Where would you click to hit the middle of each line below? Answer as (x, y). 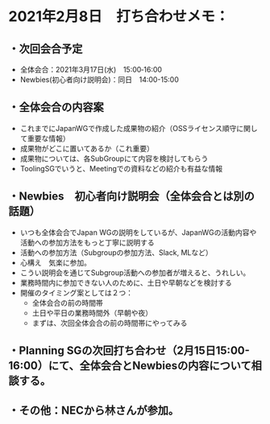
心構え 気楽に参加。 (55, 262)
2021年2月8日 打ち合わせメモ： (119, 16)
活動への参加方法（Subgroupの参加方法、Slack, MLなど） (116, 252)
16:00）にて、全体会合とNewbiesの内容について (130, 366)
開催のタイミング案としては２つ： (77, 292)
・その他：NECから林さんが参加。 (94, 411)
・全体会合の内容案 (56, 107)
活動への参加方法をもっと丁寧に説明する (87, 242)
